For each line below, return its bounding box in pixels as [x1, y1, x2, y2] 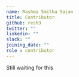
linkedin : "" [6, 31, 39, 37]
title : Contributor [6, 14, 55, 20]
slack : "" [6, 36, 31, 42]
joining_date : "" [6, 42, 50, 48]
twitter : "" [6, 25, 36, 32]
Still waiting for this [6, 64, 54, 71]
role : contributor [6, 48, 55, 54]
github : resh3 [6, 20, 42, 26]
